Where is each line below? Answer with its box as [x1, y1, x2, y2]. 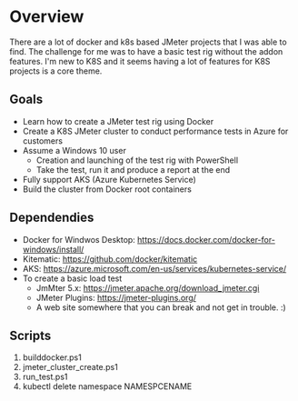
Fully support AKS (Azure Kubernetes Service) [22, 174, 197, 185]
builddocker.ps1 [22, 352, 82, 363]
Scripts [9, 327, 52, 343]
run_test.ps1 [22, 371, 68, 383]
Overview [9, 6, 84, 27]
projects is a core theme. [9, 65, 103, 76]
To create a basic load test [22, 273, 123, 284]
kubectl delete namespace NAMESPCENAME [22, 381, 193, 392]
